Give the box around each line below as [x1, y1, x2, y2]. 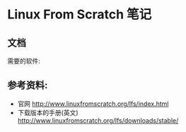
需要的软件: [7, 57, 41, 65]
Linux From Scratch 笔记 [7, 6, 152, 23]
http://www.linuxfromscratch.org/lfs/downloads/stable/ [17, 116, 179, 124]
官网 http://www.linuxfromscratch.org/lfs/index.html [17, 100, 169, 108]
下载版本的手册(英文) [17, 108, 79, 116]
